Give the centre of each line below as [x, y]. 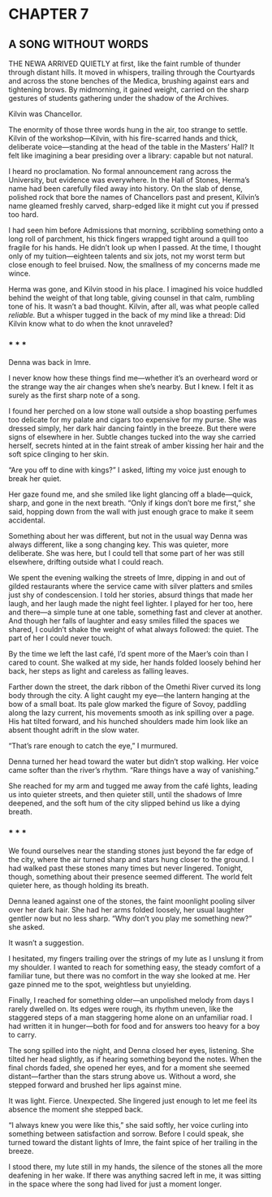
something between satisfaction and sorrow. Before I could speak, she [126, 1134]
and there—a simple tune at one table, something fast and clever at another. [135, 612]
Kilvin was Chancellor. [45, 114]
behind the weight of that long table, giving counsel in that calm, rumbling [132, 298]
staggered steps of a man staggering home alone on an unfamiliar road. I [130, 1017]
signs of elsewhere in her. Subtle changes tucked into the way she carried [132, 437]
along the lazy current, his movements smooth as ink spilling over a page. [131, 713]
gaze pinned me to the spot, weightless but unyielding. [100, 984]
